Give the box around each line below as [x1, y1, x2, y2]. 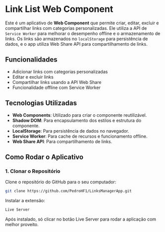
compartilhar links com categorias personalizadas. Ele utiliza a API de [5, 25, 147, 31]
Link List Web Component [5, 3, 113, 15]
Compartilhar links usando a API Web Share [12, 79, 102, 85]
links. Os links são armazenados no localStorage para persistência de [5, 36, 148, 42]
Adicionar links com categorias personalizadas [12, 69, 108, 75]
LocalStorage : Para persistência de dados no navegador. [12, 128, 129, 134]
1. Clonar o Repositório [5, 167, 60, 174]
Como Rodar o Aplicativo [5, 153, 84, 161]
